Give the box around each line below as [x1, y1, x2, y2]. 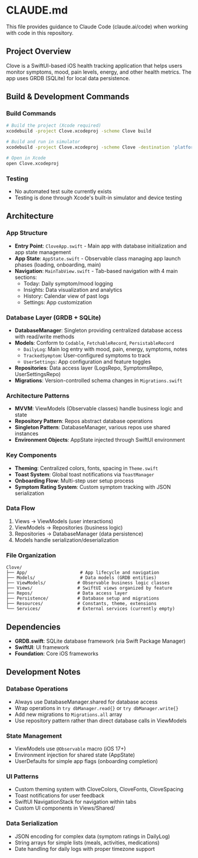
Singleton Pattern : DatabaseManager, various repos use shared [14, 424, 171, 431]
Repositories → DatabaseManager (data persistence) [14, 530, 144, 537]
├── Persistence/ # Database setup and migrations [6, 596, 160, 601]
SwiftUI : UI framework [14, 643, 70, 650]
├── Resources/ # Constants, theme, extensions [6, 601, 157, 607]
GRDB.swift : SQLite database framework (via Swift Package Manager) [14, 637, 186, 645]
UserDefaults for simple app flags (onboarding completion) [14, 757, 158, 764]
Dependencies [6, 622, 61, 632]
